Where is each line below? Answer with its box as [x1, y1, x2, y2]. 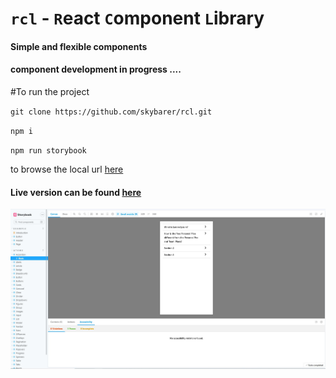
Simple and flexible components [10, 40, 148, 52]
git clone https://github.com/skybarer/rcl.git [10, 107, 213, 117]
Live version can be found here [10, 186, 142, 198]
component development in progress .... [10, 63, 182, 76]
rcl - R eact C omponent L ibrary [10, 7, 265, 30]
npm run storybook [10, 145, 87, 156]
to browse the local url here [10, 163, 124, 175]
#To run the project [10, 85, 90, 97]
